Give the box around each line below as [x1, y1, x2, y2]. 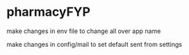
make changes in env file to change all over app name [6, 27, 161, 35]
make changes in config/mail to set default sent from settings [6, 40, 182, 48]
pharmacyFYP [6, 4, 91, 20]
